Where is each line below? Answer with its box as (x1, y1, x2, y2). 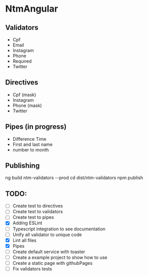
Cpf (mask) (12, 92, 36, 98)
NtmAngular (5, 3, 58, 15)
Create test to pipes (12, 214, 54, 220)
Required (12, 58, 32, 64)
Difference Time (12, 136, 47, 142)
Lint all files (12, 237, 36, 243)
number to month (12, 146, 49, 152)
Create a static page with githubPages (12, 260, 93, 266)
